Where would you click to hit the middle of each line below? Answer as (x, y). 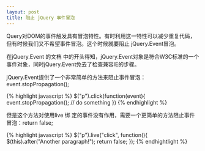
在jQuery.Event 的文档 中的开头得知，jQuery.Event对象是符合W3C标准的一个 (103, 56)
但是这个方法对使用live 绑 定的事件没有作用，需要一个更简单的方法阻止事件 (101, 115)
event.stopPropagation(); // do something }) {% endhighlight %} (87, 102)
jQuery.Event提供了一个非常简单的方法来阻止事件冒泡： (76, 77)
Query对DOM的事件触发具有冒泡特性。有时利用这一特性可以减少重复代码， (101, 36)
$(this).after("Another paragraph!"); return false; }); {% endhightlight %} (97, 141)
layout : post (23, 12)
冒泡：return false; (30, 122)
